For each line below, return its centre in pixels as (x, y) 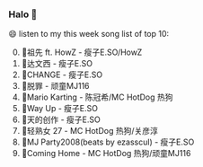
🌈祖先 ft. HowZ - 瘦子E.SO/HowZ (82, 52)
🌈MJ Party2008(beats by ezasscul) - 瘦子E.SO (108, 142)
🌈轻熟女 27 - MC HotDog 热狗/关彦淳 (89, 131)
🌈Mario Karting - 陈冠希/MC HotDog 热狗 (97, 97)
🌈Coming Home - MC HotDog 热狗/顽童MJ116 (106, 154)
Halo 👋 (23, 14)
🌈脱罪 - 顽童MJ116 (56, 86)
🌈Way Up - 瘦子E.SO (59, 109)
